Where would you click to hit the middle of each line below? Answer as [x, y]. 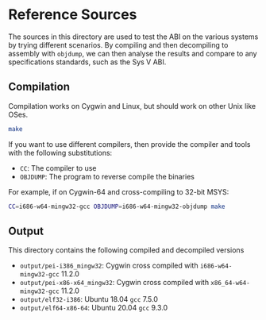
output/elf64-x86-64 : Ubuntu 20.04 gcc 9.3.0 [94, 308]
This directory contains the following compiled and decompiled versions [126, 250]
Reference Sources [73, 15]
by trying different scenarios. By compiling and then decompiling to [118, 44]
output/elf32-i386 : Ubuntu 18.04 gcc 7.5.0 [89, 299]
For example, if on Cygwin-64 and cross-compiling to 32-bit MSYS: [119, 191]
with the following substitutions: [60, 152]
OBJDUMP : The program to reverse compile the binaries [107, 176]
